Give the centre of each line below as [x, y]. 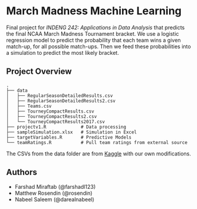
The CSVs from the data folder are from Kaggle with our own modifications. [99, 154]
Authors [22, 172]
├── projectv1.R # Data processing [66, 127]
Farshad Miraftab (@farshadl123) [55, 186]
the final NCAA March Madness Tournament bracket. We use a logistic [93, 33]
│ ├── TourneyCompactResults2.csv [51, 116]
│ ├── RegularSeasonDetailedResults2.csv [61, 101]
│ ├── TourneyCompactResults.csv [50, 111]
